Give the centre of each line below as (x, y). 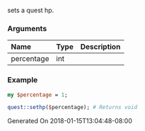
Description (100, 47)
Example (23, 80)
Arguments (27, 28)
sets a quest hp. (31, 10)
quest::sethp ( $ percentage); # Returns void (72, 108)
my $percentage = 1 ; (38, 95)
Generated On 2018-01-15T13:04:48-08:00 (70, 121)
